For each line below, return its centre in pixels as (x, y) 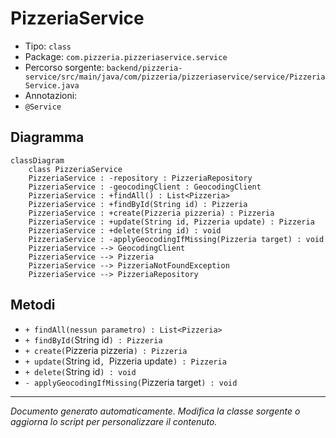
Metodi (33, 305)
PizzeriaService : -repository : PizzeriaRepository (140, 178)
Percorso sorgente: (64, 67)
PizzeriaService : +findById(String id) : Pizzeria (138, 204)
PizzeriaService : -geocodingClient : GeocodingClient (145, 187)
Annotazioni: (51, 95)
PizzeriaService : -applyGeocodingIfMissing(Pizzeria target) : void (176, 239)
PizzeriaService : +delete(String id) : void (125, 230)
